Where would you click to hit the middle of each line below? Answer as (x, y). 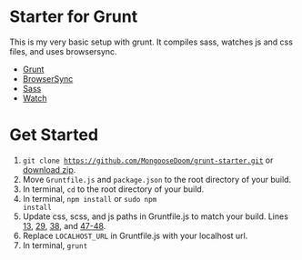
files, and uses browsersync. (63, 51)
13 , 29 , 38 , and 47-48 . (64, 225)
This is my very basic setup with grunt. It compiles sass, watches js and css (151, 42)
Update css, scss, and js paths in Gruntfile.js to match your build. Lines (156, 216)
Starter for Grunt (74, 17)
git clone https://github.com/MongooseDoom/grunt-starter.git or (148, 160)
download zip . (49, 169)
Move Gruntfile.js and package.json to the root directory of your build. (157, 179)
